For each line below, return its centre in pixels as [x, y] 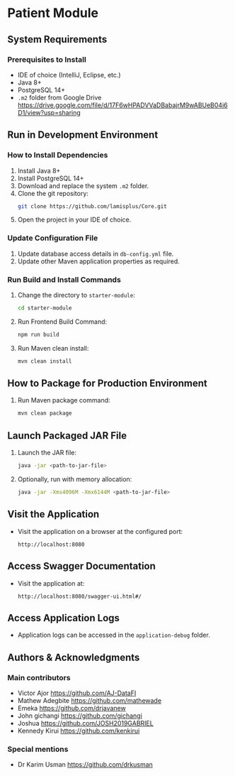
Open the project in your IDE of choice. [74, 220]
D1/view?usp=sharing [49, 112]
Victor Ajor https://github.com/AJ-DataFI [77, 693]
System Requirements [57, 39]
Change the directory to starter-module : [76, 295]
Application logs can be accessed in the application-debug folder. [114, 635]
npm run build [38, 334]
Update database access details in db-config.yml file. [96, 253]
